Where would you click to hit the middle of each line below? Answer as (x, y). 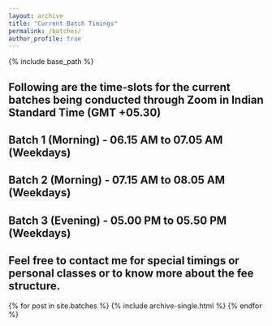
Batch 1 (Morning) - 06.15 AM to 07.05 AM (116, 140)
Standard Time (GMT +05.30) (85, 112)
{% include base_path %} (51, 62)
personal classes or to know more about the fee (131, 274)
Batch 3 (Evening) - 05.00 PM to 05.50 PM (118, 220)
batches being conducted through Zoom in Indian (136, 99)
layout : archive (36, 16)
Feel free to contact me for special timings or (124, 261)
